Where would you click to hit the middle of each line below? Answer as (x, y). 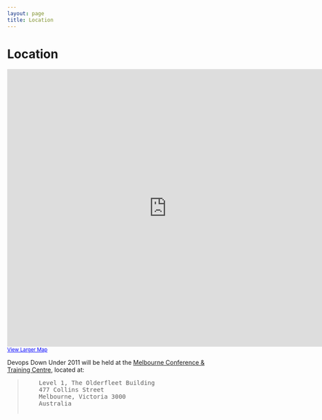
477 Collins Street (72, 390)
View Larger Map (28, 350)
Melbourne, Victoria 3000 (82, 397)
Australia (55, 404)
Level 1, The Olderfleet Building (97, 383)
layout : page (26, 13)
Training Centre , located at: (46, 370)
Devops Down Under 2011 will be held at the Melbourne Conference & (106, 363)
